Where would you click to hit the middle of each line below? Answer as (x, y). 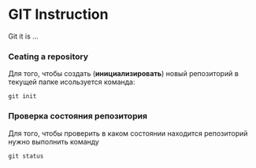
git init (22, 97)
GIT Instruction (58, 15)
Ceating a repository (48, 57)
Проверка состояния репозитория (78, 116)
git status (26, 156)
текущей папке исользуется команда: (72, 82)
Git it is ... (24, 36)
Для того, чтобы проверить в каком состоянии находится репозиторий (128, 133)
